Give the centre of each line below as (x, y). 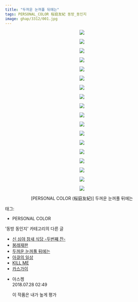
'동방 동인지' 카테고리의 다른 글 (34, 229)
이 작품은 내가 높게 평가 (34, 295)
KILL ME (20, 263)
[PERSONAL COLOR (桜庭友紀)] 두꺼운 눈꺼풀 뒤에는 (82, 198)
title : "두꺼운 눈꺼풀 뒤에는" (32, 10)
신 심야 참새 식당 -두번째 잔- (39, 239)
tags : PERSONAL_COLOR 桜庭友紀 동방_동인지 (46, 14)
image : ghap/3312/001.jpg (31, 19)
